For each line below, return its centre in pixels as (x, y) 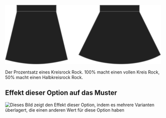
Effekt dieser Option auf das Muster (61, 93)
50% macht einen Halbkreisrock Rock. (44, 77)
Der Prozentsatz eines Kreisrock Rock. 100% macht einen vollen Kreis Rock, (82, 72)
